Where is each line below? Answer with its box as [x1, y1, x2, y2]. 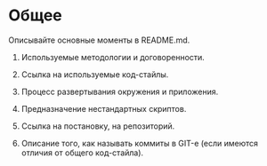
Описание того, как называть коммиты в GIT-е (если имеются [20, 138, 259, 148]
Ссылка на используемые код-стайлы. [20, 68, 169, 80]
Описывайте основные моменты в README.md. [8, 35, 190, 45]
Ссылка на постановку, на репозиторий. [20, 121, 175, 131]
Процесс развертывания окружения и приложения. [20, 86, 219, 97]
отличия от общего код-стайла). [20, 147, 144, 158]
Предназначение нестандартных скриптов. [20, 103, 187, 114]
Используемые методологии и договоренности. [20, 51, 206, 62]
